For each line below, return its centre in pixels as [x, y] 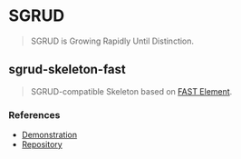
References [34, 114]
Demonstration [49, 135]
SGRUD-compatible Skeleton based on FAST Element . [131, 91]
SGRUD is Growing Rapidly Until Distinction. [112, 41]
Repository [42, 144]
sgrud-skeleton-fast [67, 70]
